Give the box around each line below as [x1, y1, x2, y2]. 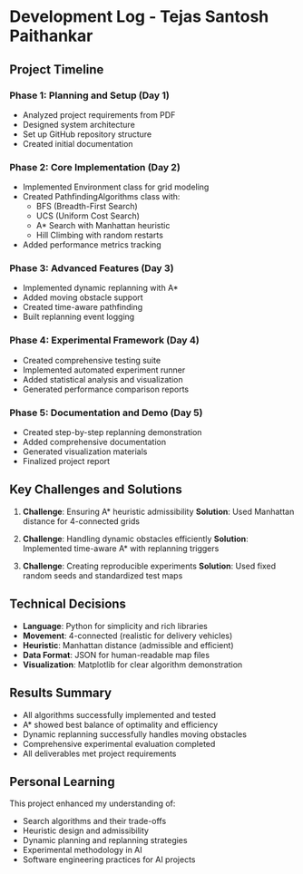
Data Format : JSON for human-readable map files [22, 649, 210, 660]
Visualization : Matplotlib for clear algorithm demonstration [22, 659, 243, 670]
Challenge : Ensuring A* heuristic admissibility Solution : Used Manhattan [22, 506, 295, 517]
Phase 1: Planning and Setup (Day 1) [9, 89, 171, 102]
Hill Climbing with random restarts [35, 229, 163, 241]
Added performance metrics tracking [22, 239, 161, 250]
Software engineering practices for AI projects [22, 854, 196, 865]
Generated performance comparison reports [22, 384, 189, 394]
